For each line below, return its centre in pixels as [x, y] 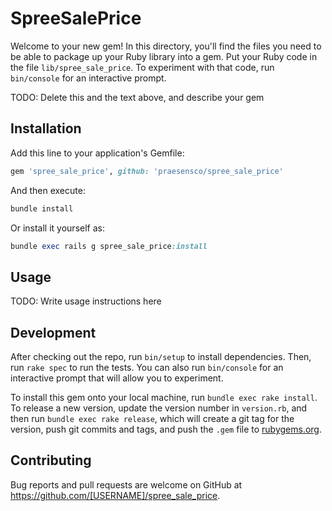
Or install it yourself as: [57, 228]
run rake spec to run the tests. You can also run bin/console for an [147, 367]
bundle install [42, 208]
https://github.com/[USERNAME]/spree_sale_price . [115, 495]
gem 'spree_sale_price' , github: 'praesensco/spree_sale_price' [147, 171]
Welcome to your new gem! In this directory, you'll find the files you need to [166, 46]
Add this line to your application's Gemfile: [97, 153]
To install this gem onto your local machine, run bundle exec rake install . [164, 397]
